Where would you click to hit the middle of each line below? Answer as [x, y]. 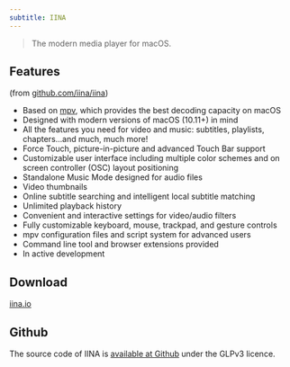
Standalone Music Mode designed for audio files [112, 177]
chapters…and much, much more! [85, 139]
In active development [63, 254]
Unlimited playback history [72, 206]
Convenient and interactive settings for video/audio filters [129, 216]
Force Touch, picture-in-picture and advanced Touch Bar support [144, 148]
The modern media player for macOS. [101, 43]
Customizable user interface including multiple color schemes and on [151, 158]
